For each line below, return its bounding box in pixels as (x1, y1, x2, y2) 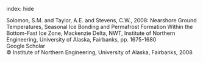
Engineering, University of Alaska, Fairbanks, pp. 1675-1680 (6, 36, 157, 43)
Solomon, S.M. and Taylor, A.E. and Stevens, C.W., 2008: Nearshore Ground (6, 17, 197, 23)
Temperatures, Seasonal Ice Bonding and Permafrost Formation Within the (6, 23, 193, 30)
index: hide (6, 5, 35, 12)
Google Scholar (6, 42, 46, 49)
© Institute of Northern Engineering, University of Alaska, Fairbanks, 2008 (6, 49, 193, 56)
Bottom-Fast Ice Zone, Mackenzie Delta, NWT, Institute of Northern (6, 29, 176, 37)
